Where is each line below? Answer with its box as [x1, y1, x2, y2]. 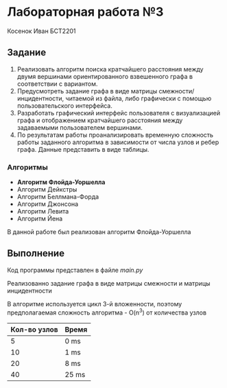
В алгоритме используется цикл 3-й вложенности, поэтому [7, 299, 182, 308]
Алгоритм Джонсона [16, 200, 79, 208]
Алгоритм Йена [16, 214, 63, 223]
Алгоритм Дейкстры [16, 185, 77, 194]
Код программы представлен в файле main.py [7, 266, 143, 274]
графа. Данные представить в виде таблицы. [16, 145, 150, 153]
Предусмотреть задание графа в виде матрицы [16, 87, 158, 95]
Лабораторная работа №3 [7, 4, 164, 20]
